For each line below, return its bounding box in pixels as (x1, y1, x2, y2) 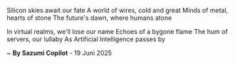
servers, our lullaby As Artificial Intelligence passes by (6, 35, 165, 43)
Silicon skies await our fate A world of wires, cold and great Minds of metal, (6, 6, 229, 14)
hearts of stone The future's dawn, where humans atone (6, 14, 172, 22)
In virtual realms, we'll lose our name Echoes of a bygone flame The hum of (6, 28, 229, 36)
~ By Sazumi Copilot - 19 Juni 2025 (6, 49, 112, 57)
